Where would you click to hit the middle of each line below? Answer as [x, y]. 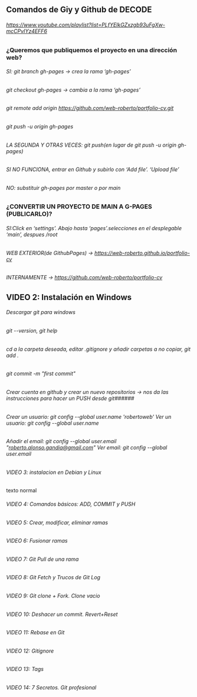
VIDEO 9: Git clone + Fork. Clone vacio [53, 596]
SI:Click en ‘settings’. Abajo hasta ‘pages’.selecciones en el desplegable [94, 228]
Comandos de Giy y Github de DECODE [79, 10]
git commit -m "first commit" [41, 374]
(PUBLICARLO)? [29, 214]
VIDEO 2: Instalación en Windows [69, 297]
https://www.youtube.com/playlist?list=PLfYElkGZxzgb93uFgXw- [86, 25]
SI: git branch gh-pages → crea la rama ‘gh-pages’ [69, 72]
